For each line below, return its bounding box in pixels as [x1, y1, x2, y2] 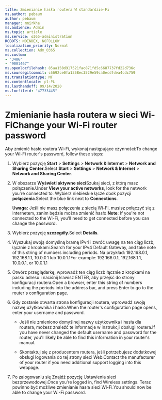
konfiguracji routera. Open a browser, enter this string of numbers [12, 280, 142, 285]
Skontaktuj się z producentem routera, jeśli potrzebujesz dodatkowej [19, 349, 157, 355]
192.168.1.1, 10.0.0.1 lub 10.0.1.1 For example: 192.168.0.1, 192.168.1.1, [12, 255, 142, 261]
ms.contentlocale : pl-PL [5, 79, 55, 84]
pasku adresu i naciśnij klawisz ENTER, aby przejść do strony [12, 275, 135, 281]
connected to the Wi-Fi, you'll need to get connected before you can [12, 216, 149, 221]
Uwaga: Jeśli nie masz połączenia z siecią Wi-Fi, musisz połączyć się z [12, 205, 155, 211]
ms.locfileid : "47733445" [5, 88, 57, 93]
